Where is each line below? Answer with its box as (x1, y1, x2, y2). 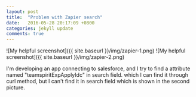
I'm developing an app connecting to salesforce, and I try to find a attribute (6, 65, 191, 72)
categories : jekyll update (6, 25, 73, 32)
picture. (6, 84, 26, 91)
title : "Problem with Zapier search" (6, 14, 103, 20)
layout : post (6, 8, 39, 15)
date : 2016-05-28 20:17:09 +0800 (6, 20, 95, 26)
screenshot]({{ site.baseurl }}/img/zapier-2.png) (6, 54, 125, 61)
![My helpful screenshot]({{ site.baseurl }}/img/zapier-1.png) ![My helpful (6, 47, 186, 54)
